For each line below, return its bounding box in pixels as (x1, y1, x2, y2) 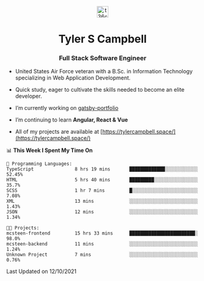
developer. (15, 92, 42, 100)
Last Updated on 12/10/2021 (6, 268, 77, 275)
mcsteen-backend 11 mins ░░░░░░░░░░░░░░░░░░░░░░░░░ (6, 241, 199, 247)
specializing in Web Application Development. (15, 74, 131, 82)
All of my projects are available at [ (15, 128, 103, 136)
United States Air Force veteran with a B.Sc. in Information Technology (15, 68, 193, 75)
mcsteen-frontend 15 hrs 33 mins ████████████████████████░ (6, 230, 199, 236)
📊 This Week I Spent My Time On (6, 147, 93, 154)
